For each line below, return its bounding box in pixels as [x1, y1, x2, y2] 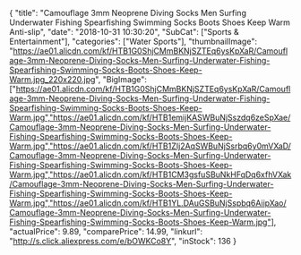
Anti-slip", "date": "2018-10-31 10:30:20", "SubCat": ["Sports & [9, 27, 239, 37]
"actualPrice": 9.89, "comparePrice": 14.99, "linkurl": [9, 226, 203, 236]
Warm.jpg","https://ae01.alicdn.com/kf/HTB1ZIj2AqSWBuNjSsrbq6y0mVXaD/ [9, 140, 291, 151]
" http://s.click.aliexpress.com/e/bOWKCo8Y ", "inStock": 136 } [9, 236, 237, 246]
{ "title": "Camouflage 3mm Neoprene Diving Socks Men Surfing [9, 8, 246, 18]
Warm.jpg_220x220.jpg [9, 74, 96, 84]
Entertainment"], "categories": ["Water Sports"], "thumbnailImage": [9, 36, 258, 47]
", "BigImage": [95, 74, 148, 84]
